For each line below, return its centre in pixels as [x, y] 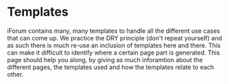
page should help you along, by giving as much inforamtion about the [105, 59]
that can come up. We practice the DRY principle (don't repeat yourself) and [115, 38]
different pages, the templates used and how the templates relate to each [111, 67]
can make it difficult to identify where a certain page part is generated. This [114, 53]
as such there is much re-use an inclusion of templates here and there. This [114, 45]
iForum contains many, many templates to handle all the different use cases [114, 31]
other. [15, 74]
